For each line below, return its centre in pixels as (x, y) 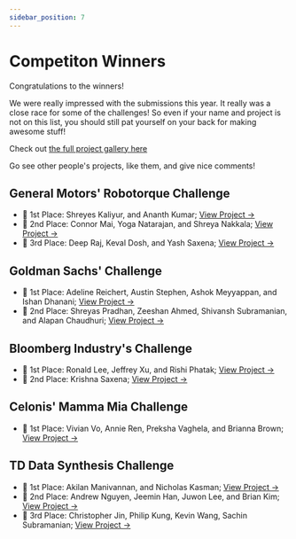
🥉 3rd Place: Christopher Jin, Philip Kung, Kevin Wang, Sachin (135, 515)
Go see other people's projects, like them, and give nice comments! (132, 166)
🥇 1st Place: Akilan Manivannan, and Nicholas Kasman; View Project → (150, 487)
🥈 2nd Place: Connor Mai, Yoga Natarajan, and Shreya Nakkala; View (147, 224)
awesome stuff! (38, 131)
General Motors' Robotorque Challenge (120, 193)
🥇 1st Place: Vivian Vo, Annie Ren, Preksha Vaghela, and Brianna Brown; (152, 428)
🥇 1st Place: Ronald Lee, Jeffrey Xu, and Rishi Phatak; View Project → (148, 370)
